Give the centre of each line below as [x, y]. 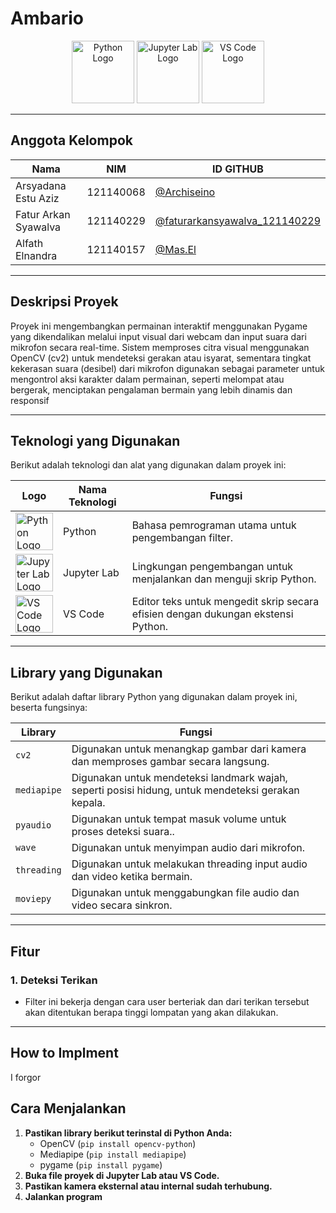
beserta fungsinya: [49, 708]
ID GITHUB [237, 169]
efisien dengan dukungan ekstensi [212, 614]
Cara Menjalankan [68, 1108]
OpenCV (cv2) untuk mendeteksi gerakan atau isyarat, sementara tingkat [161, 358]
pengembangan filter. [182, 538]
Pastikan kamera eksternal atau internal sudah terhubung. [148, 1186]
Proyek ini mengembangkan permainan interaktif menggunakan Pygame [159, 326]
